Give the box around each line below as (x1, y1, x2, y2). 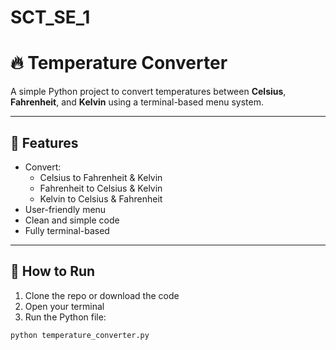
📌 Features (10, 134, 79, 151)
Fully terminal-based (24, 224, 110, 236)
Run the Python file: (24, 311, 107, 323)
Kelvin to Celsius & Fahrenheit (39, 192, 163, 205)
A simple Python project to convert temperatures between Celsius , (10, 86, 287, 98)
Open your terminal (24, 300, 105, 312)
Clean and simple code (24, 214, 120, 226)
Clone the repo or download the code (24, 289, 180, 301)
